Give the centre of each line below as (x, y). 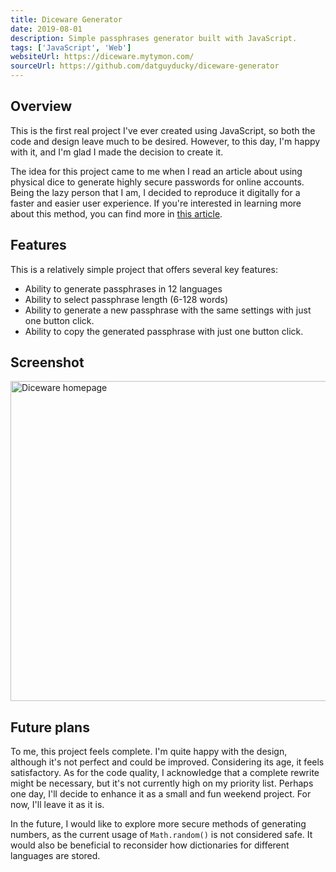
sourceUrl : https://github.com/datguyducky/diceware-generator (145, 66)
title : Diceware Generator (66, 19)
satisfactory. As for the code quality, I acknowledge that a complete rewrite (165, 773)
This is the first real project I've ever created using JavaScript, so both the (163, 130)
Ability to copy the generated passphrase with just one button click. (164, 331)
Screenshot (47, 362)
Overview (41, 106)
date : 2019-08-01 (46, 29)
